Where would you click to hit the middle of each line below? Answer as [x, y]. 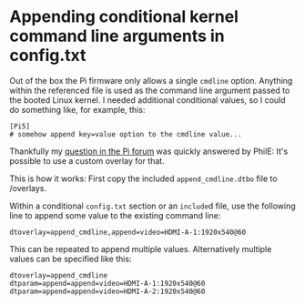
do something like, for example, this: [77, 109]
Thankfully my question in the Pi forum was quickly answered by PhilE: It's [149, 151]
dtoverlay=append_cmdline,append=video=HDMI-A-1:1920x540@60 [128, 232]
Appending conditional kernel [124, 17]
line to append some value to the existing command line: [115, 215]
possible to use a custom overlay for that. [87, 160]
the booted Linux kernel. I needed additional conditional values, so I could [147, 100]
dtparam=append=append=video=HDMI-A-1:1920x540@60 [107, 283]
